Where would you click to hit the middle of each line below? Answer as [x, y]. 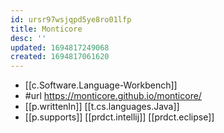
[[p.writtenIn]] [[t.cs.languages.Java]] [102, 107]
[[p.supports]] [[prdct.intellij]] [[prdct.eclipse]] [119, 117]
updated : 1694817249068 [60, 47]
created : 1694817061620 [60, 57]
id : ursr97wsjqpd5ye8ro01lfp [71, 19]
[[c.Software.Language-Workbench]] [101, 85]
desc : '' [28, 38]
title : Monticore [46, 29]
